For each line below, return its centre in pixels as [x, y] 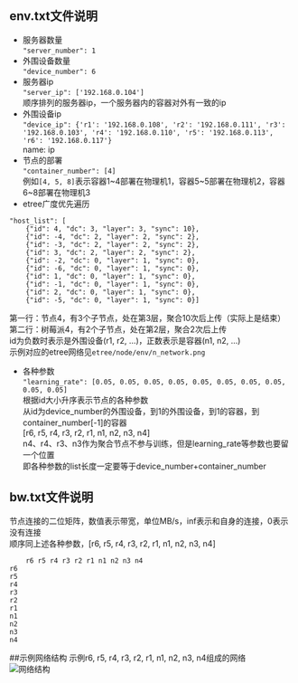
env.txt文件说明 [53, 16]
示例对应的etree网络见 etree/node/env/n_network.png [107, 352]
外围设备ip [42, 114]
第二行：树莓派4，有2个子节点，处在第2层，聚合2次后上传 [118, 329]
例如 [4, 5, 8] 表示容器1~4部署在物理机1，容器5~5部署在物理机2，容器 [154, 181]
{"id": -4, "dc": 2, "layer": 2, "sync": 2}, [113, 237]
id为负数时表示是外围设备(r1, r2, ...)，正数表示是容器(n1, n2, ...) [125, 340]
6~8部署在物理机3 [56, 192]
